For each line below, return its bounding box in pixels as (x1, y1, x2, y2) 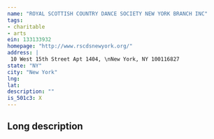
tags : (7, 17, 23, 24)
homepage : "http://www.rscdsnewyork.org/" (7, 43, 133, 50)
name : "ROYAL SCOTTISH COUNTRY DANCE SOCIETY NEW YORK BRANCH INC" (7, 10, 208, 17)
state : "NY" (7, 62, 42, 69)
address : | (7, 50, 39, 57)
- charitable (7, 23, 45, 30)
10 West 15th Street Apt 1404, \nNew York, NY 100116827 (10, 56, 180, 63)
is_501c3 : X (7, 95, 42, 102)
